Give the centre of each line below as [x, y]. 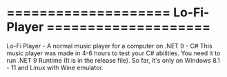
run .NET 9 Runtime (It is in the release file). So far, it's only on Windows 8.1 [113, 60]
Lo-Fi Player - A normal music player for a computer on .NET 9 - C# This [109, 46]
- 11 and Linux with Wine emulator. [55, 67]
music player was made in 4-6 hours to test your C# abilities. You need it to [113, 53]
